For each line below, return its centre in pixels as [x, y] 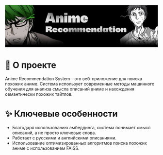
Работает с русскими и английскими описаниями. [64, 138]
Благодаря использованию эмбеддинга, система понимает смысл [81, 128]
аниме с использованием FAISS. [46, 148]
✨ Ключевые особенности [61, 114]
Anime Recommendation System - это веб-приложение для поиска [73, 79]
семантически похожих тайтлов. [39, 94]
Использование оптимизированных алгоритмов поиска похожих [79, 143]
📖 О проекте [31, 65]
